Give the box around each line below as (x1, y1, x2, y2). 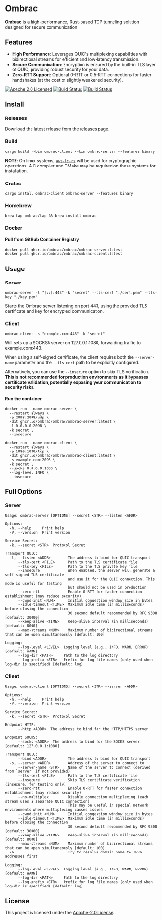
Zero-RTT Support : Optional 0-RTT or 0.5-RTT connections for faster (12, 71, 152, 78)
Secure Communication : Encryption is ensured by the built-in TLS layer (12, 61, 156, 67)
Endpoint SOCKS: (5, 735, 38, 740)
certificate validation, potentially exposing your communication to (5, 379, 142, 385)
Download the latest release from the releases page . (5, 126, 110, 132)
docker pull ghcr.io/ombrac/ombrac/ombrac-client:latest (5, 251, 123, 256)
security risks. (5, 385, 35, 390)
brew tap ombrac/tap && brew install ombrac (5, 213, 97, 218)
